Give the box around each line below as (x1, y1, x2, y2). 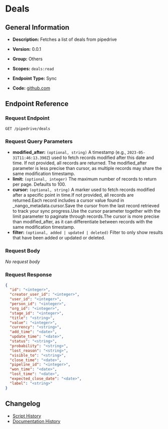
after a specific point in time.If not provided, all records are (12, 192, 134, 198)
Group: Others (12, 56, 43, 62)
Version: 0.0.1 (12, 46, 42, 52)
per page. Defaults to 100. (12, 181, 66, 187)
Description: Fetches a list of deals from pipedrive (12, 36, 117, 42)
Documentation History (12, 418, 61, 424)
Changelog (5, 399, 41, 408)
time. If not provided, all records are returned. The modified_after (12, 159, 147, 166)
